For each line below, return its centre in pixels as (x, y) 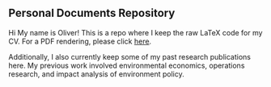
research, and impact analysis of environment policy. (96, 74)
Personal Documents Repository (92, 13)
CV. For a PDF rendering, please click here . (80, 41)
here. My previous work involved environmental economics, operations (127, 65)
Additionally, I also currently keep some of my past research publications (129, 56)
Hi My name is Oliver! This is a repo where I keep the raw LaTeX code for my (135, 32)
